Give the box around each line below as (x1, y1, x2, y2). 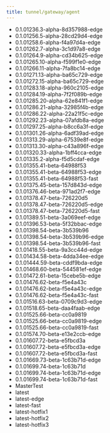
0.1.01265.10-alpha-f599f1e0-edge (15, 58, 101, 65)
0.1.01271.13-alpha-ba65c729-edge (15, 71, 103, 78)
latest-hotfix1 (15, 408, 48, 415)
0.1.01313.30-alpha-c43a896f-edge (15, 142, 104, 149)
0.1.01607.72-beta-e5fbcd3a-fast (15, 349, 98, 357)
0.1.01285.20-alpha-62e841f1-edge (15, 97, 103, 104)
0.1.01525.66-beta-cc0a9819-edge (15, 317, 102, 324)
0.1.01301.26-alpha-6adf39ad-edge (15, 129, 105, 137)
